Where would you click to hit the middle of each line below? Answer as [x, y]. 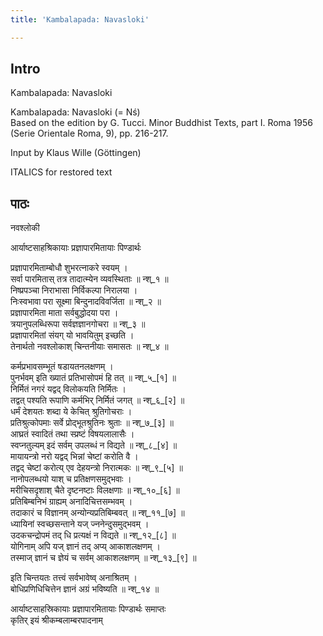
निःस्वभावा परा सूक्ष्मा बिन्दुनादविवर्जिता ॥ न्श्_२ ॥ [86, 302]
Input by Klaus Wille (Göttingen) [76, 153]
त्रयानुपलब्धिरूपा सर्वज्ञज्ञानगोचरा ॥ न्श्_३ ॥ [78, 324]
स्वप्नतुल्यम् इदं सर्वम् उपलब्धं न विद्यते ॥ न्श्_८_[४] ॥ [94, 445]
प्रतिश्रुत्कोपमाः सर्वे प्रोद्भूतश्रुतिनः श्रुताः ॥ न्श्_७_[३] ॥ [92, 423]
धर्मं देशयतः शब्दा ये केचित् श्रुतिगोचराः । [71, 412]
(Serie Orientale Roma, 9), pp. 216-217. [89, 133]
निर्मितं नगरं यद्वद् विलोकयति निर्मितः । [68, 389]
